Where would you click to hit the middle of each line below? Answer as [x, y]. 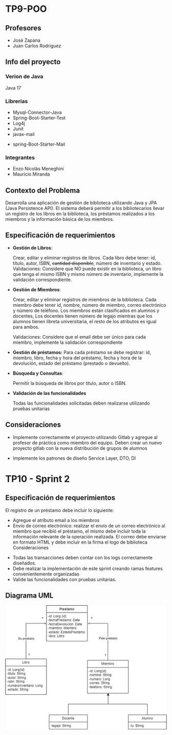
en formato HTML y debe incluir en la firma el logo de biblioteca [80, 542]
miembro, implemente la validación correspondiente [68, 342]
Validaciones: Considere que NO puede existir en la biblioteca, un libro [87, 269]
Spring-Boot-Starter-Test [39, 118]
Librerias [17, 101]
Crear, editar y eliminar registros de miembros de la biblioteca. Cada [84, 300]
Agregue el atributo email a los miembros [56, 520]
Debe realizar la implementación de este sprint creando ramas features [88, 568]
